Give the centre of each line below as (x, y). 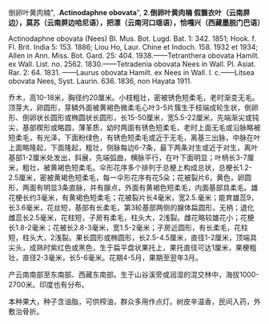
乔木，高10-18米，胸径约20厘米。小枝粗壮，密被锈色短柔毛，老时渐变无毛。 (134, 98)
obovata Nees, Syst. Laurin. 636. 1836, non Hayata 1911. (100, 81)
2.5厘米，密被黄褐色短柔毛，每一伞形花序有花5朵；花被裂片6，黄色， (123, 178)
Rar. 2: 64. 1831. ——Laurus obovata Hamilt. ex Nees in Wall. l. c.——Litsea (131, 72)
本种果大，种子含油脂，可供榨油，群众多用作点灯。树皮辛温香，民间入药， (131, 302)
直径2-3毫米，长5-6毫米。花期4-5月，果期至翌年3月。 (112, 258)
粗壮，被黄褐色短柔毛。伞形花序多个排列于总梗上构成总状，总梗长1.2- (137, 168)
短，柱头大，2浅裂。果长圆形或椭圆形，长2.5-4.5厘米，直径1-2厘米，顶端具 (133, 238)
